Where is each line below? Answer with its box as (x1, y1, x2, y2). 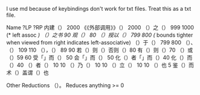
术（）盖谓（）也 (6, 69, 49, 76)
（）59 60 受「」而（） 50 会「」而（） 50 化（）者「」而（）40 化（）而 (6, 54, 193, 61)
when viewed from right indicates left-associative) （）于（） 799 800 (6, 39, 182, 46)
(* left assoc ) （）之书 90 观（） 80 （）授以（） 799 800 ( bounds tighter (6, 31, 193, 38)
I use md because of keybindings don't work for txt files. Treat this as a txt (6, 5, 192, 12)
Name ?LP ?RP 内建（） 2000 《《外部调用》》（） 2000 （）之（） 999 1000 (6, 24, 195, 31)
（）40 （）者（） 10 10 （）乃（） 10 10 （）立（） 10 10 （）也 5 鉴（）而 (6, 61, 195, 69)
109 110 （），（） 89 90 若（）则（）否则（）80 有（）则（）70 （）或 (18, 46, 193, 54)
